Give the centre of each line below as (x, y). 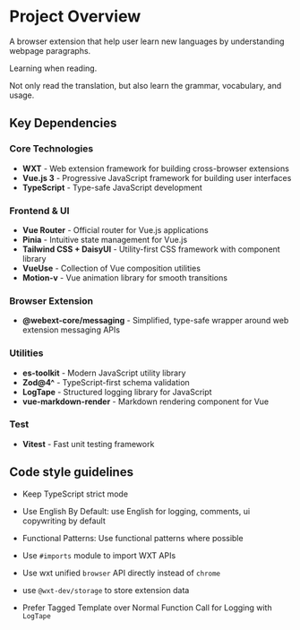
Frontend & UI (39, 211)
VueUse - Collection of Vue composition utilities (111, 268)
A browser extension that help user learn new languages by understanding (147, 41)
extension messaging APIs (71, 330)
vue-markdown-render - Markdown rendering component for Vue (146, 401)
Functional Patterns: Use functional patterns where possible (133, 538)
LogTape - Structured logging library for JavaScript (117, 392)
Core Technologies (51, 149)
